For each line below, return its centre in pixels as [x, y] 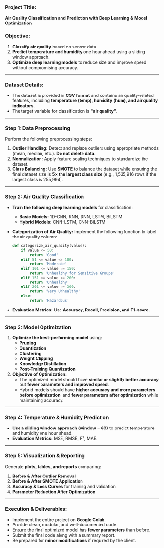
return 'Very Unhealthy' [55, 291]
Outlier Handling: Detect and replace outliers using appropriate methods [85, 148]
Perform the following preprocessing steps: [49, 139]
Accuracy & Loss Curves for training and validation [64, 486]
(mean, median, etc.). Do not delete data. [54, 154]
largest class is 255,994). [38, 180]
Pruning [28, 343]
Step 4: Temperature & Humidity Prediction [57, 418]
